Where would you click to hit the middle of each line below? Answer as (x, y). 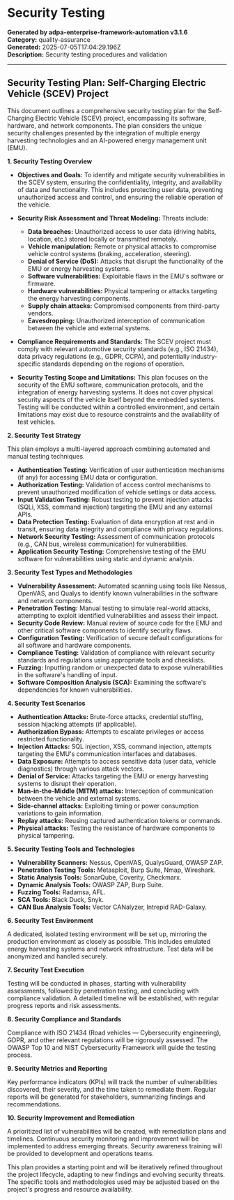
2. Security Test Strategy (44, 435)
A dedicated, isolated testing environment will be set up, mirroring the (107, 934)
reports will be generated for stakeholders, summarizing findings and (106, 1097)
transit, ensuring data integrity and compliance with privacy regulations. (120, 529)
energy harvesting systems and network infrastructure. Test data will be (110, 949)
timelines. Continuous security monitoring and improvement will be (103, 1139)
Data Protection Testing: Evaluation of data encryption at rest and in (116, 521)
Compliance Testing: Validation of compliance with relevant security (116, 652)
